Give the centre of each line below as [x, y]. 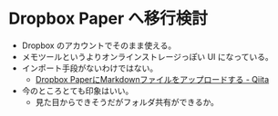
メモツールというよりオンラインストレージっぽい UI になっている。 [148, 56]
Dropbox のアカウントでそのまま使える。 [99, 45]
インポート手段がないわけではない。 [90, 68]
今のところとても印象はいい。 [77, 91]
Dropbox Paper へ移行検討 [108, 19]
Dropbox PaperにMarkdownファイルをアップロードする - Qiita [152, 79]
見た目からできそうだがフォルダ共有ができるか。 [127, 101]
